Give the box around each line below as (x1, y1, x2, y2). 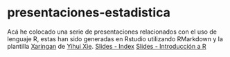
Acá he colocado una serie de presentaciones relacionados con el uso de (7, 27, 217, 36)
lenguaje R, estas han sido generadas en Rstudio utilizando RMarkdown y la (7, 34, 224, 43)
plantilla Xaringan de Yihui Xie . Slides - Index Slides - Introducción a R (7, 42, 206, 50)
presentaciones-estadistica (7, 5, 171, 21)
